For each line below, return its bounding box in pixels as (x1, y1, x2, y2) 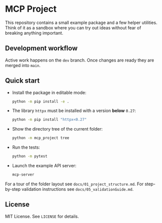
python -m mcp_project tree (12, 135, 69, 140)
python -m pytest (12, 154, 48, 159)
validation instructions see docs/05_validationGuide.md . (21, 186, 134, 192)
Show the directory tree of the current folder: (12, 126, 103, 132)
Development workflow (5, 44, 78, 52)
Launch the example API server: (12, 163, 77, 169)
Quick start (5, 77, 40, 85)
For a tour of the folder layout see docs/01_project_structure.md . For (5, 181, 144, 187)
